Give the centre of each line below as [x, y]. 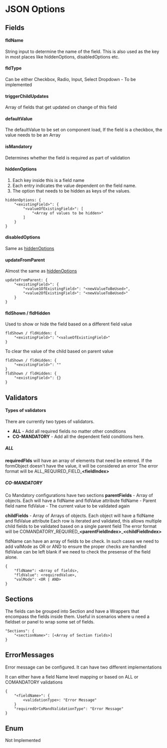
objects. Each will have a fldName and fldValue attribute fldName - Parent [81, 500]
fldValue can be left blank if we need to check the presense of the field [78, 551]
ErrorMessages [30, 655]
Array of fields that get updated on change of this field [61, 107]
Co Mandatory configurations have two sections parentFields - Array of [79, 495]
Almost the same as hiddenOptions [41, 271]
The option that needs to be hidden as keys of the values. [72, 190]
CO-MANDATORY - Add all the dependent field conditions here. [78, 436]
